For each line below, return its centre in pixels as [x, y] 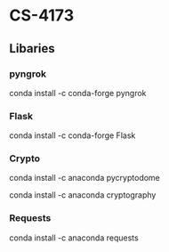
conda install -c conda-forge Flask [72, 135]
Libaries [32, 49]
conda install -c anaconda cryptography [83, 195]
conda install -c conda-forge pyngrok [78, 93]
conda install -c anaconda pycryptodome [84, 178]
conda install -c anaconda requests [74, 238]
